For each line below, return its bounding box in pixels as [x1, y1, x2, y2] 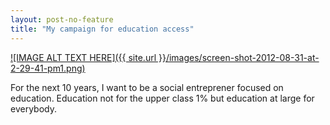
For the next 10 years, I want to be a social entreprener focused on [10, 81, 284, 93]
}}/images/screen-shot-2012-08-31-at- [158, 51, 320, 63]
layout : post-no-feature [10, 14, 114, 25]
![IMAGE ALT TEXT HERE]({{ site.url [10, 51, 157, 63]
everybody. [10, 102, 57, 115]
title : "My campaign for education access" [10, 24, 195, 34]
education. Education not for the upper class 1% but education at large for [10, 92, 315, 104]
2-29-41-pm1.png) [10, 62, 86, 74]
